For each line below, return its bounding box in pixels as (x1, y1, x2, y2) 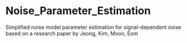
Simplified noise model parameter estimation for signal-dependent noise (5, 24, 182, 31)
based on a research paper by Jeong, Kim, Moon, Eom (5, 29, 139, 37)
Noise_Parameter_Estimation (5, 4, 151, 18)
